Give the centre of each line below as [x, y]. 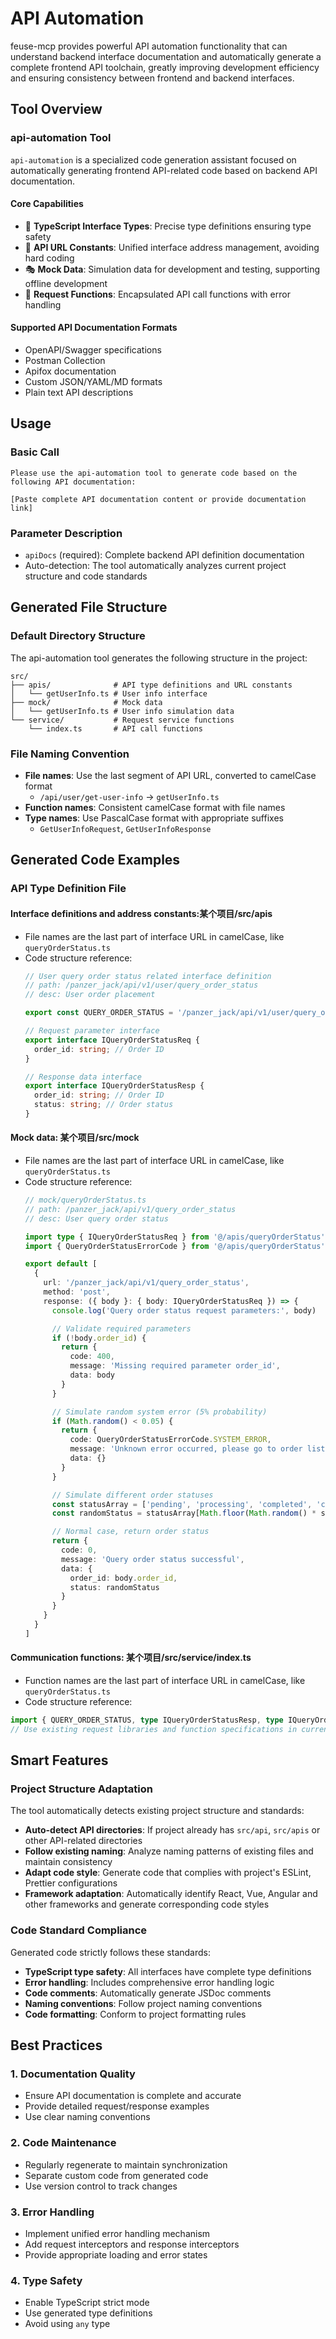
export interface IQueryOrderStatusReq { [112, 1040]
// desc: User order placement [90, 995]
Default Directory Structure [78, 636]
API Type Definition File [68, 889]
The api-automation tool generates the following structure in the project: [159, 658]
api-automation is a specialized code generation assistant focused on [153, 159]
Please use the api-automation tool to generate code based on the [154, 473]
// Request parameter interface [92, 1031]
